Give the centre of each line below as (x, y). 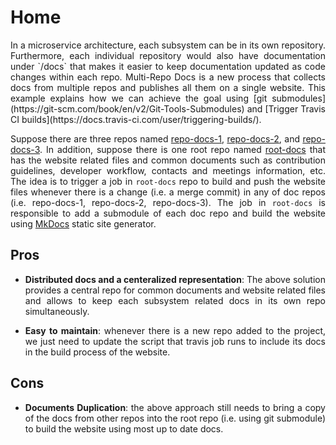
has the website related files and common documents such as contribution (168, 160)
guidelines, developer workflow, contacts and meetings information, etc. (168, 170)
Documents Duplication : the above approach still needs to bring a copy (175, 407)
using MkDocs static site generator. (83, 223)
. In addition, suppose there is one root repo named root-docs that (182, 149)
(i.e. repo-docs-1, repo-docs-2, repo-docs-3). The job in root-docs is (168, 202)
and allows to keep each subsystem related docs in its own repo (175, 300)
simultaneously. (57, 311)
